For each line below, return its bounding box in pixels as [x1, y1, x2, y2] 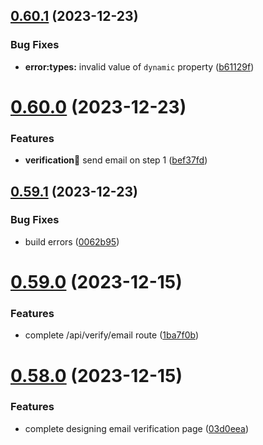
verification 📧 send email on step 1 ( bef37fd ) [24, 154, 208, 166]
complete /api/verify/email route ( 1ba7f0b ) [24, 329, 199, 341]
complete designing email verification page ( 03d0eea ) [24, 422, 250, 434]
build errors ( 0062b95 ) [24, 235, 120, 248]
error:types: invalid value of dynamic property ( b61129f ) [24, 60, 255, 73]
